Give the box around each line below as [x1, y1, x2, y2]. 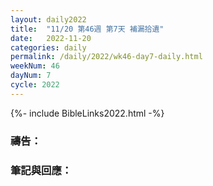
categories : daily [10, 42, 87, 53]
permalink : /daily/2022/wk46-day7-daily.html [10, 52, 203, 62]
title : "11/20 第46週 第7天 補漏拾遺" [10, 24, 165, 34]
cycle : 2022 [10, 80, 60, 90]
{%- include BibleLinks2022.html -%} [10, 107, 165, 119]
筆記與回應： [10, 163, 73, 177]
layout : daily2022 [10, 14, 87, 25]
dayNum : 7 [10, 71, 52, 81]
